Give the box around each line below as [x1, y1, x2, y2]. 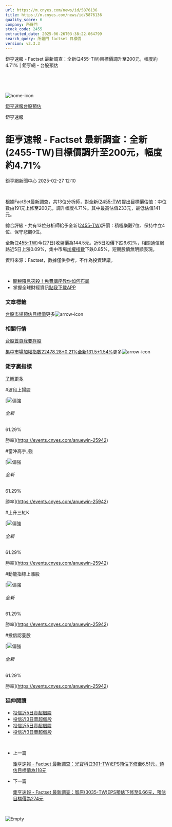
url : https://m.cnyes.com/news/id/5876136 [5, 7, 98, 13]
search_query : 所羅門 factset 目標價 [5, 37, 82, 42]
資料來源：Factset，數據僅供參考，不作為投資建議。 [5, 257, 116, 263]
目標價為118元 [17, 767, 47, 773]
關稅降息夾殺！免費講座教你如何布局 [12, 278, 90, 284]
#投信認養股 [5, 632, 31, 638]
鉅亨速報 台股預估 [5, 103, 42, 109]
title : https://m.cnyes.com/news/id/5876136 [5, 12, 102, 17]
